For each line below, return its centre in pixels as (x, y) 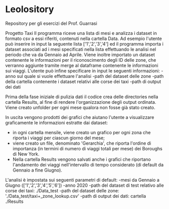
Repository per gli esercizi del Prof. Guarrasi (51, 23)
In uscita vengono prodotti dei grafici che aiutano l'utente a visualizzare (80, 117)
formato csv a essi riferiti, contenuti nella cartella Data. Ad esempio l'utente (83, 38)
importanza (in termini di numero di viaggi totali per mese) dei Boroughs (88, 148)
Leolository (30, 9)
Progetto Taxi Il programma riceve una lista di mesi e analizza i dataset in (81, 33)
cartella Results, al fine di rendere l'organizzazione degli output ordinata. (81, 102)
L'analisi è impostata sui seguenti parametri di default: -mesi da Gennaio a (82, 180)
